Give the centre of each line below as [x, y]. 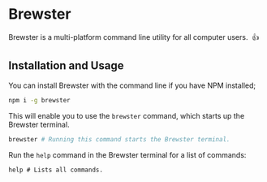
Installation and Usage [66, 66]
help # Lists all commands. [56, 170]
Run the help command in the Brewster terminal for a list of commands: [127, 154]
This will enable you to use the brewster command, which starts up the [127, 115]
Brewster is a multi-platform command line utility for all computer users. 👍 [134, 37]
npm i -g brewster [39, 100]
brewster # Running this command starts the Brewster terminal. [119, 139]
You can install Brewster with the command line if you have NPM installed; [132, 85]
